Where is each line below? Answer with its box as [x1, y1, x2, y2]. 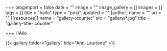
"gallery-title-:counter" [5, 20, 53, 26]
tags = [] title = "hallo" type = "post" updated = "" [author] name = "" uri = [5, 10, 161, 16]
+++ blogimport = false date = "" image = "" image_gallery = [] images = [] [5, 5, 162, 10]
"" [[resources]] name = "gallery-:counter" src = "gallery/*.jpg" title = [5, 15, 151, 21]
